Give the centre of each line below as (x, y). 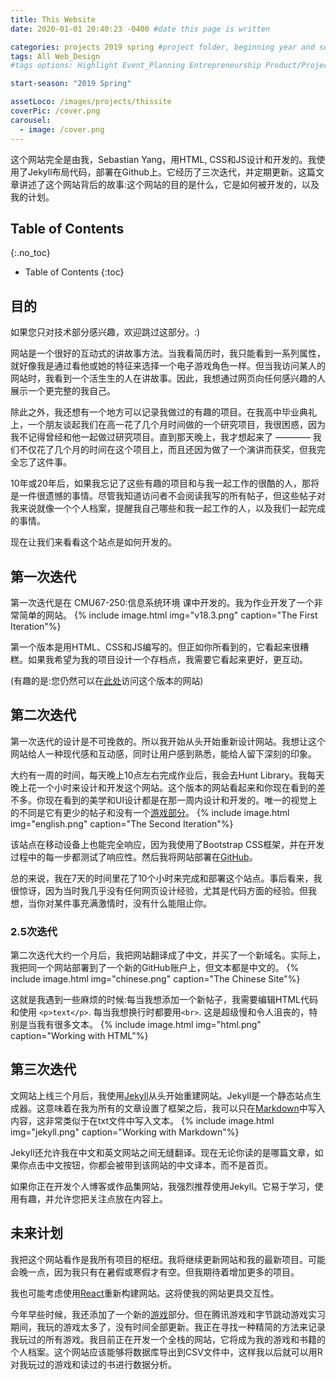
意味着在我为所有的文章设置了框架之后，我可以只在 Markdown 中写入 (185, 1108)
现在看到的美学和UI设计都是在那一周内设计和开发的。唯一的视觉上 (181, 800)
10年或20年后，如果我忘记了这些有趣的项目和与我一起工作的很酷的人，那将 (165, 483)
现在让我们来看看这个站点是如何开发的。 (93, 542)
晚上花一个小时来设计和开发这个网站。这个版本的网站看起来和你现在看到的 (163, 787)
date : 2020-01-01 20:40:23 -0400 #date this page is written (140, 29)
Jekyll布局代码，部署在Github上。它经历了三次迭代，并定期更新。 (163, 172)
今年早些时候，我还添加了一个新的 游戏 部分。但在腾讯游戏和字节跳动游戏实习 (168, 1314)
